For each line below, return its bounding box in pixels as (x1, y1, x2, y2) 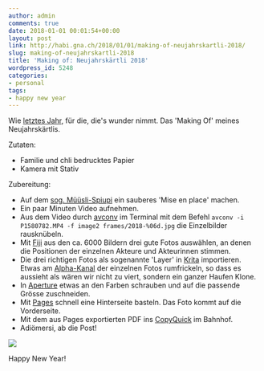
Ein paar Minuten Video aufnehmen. (19, 204, 139, 214)
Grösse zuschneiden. (19, 289, 91, 299)
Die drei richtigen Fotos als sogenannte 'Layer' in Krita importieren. (19, 255, 242, 265)
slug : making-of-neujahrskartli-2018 (8, 49, 135, 57)
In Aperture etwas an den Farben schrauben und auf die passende (19, 280, 241, 290)
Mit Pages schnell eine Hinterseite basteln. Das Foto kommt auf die (19, 298, 242, 308)
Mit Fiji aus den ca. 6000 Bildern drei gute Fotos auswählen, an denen (19, 238, 251, 247)
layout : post (8, 34, 52, 43)
